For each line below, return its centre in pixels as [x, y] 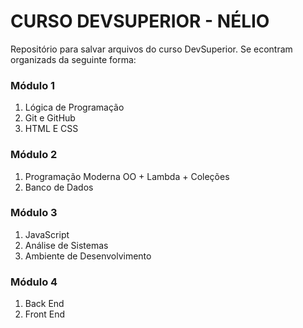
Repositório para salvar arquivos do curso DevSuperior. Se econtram [151, 49]
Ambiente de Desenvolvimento [88, 256]
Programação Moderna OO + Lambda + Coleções [127, 176]
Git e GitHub [50, 118]
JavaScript [47, 234]
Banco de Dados [59, 187]
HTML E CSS [51, 129]
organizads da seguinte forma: [73, 59]
